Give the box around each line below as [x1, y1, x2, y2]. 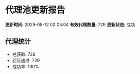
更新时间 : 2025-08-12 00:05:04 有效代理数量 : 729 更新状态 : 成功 [5, 22, 136, 27]
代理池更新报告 [5, 4, 66, 16]
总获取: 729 [12, 51, 36, 57]
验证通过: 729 [12, 57, 40, 63]
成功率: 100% [12, 63, 39, 69]
